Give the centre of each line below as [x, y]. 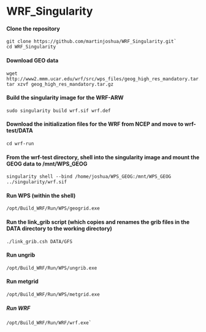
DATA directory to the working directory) [59, 228]
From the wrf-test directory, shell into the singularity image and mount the [103, 157]
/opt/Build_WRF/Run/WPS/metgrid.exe [53, 295]
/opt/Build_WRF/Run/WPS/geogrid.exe [53, 209]
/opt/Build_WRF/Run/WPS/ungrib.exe [52, 268]
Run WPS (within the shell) [41, 195]
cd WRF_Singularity [31, 47]
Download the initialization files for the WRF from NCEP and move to [95, 124]
